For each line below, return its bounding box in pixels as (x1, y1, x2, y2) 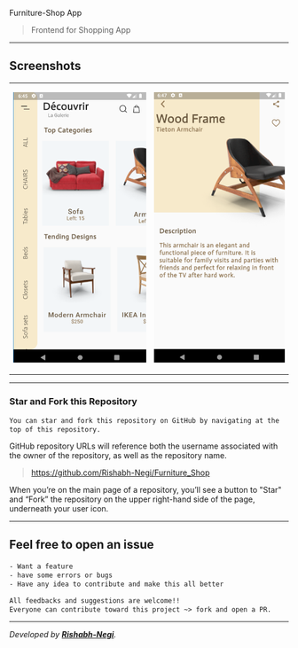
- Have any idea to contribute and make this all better (9, 580, 224, 589)
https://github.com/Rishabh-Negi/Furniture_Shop (30, 467, 210, 478)
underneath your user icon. (9, 503, 109, 513)
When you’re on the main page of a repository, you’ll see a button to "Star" (9, 484, 282, 495)
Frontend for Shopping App (30, 25, 131, 35)
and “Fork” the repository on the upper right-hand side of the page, (9, 494, 255, 504)
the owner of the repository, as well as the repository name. (9, 449, 228, 460)
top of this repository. (9, 425, 101, 433)
